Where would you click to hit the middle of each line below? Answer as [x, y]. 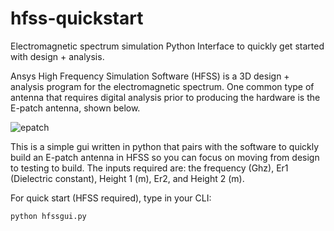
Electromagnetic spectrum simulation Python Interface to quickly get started [167, 46]
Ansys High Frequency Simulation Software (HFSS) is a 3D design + [150, 76]
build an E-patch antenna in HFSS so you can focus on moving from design [165, 157]
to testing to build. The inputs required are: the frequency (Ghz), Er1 [149, 168]
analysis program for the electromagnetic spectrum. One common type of [162, 86]
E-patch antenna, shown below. [75, 108]
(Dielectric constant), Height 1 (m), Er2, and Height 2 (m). [127, 178]
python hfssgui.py [48, 216]
